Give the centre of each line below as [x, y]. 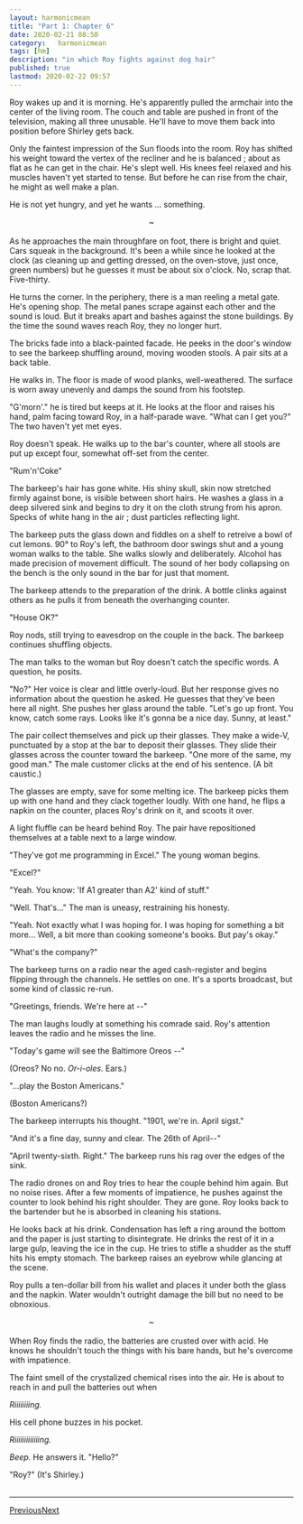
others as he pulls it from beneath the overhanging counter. [119, 599]
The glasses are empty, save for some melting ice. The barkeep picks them [149, 791]
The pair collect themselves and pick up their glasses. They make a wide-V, [150, 735]
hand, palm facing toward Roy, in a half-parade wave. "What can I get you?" [150, 416]
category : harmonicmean [58, 43]
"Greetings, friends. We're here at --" [78, 1006]
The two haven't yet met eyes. [65, 426]
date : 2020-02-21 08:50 [54, 34]
